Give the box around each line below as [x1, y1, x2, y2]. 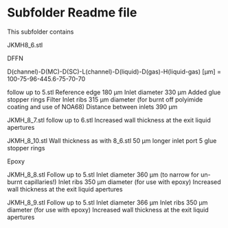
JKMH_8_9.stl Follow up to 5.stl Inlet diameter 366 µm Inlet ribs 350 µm [7, 198, 208, 207]
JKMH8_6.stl [7, 41, 43, 49]
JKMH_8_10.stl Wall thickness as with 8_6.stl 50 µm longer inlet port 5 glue [7, 136, 217, 145]
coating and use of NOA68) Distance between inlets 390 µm [7, 102, 178, 111]
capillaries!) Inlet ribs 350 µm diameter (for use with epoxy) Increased [23, 177, 221, 186]
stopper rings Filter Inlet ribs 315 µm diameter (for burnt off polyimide [7, 95, 203, 104]
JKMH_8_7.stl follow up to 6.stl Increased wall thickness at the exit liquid [7, 115, 212, 124]
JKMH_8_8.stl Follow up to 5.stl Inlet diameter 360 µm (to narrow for [7, 170, 199, 179]
